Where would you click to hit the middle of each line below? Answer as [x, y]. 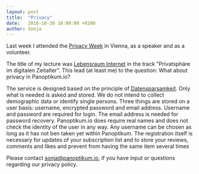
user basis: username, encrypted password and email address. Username [98, 108]
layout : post [23, 12]
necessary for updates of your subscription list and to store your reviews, [97, 140]
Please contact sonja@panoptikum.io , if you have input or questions [91, 158]
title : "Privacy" [29, 18]
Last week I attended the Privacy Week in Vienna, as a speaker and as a [96, 46]
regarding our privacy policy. [42, 164]
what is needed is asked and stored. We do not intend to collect [85, 95]
